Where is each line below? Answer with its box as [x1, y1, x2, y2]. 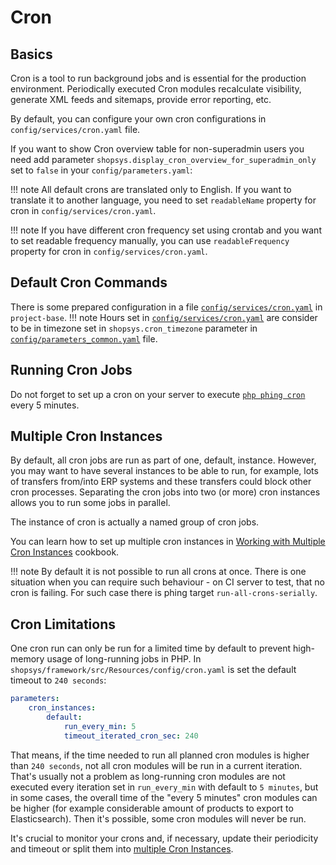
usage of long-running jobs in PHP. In [46, 653, 202, 665]
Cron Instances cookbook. [10, 546, 120, 558]
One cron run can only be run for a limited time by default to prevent [10, 642, 292, 655]
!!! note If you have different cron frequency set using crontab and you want [10, 224, 322, 236]
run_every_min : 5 [63, 721, 137, 731]
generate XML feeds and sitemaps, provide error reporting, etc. [10, 94, 272, 105]
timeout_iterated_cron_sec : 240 [63, 731, 199, 741]
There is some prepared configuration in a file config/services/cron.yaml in [10, 301, 323, 313]
